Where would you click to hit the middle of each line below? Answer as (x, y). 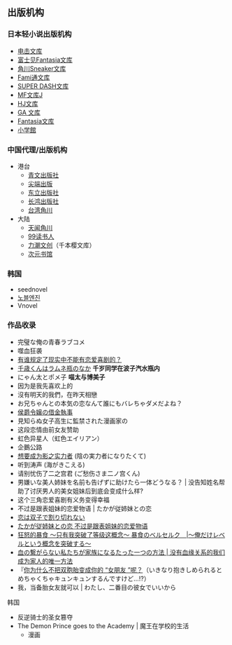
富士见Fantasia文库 (45, 60)
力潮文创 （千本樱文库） (61, 245)
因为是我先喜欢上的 (45, 386)
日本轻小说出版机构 (39, 34)
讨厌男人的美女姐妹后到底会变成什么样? (86, 491)
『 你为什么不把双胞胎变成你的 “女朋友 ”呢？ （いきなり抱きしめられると (120, 569)
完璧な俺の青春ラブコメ (51, 341)
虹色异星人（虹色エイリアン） (60, 438)
